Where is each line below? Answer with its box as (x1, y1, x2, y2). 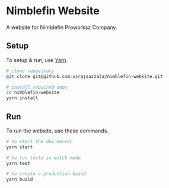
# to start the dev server (6, 138, 73, 144)
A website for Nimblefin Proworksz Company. (6, 24, 117, 31)
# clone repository (6, 68, 55, 74)
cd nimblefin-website (6, 90, 60, 96)
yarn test (6, 160, 31, 166)
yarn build (6, 176, 33, 183)
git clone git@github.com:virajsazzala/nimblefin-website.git (6, 73, 163, 79)
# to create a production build (6, 171, 86, 177)
